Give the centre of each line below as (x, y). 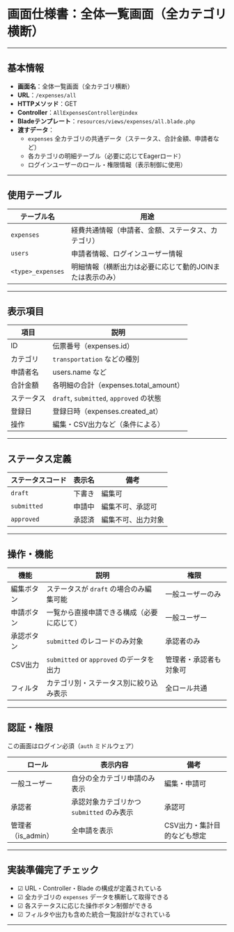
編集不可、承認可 (130, 507)
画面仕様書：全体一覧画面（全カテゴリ (117, 14)
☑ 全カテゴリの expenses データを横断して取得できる (93, 896)
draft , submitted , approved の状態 (107, 398)
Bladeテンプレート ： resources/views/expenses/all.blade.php (106, 121)
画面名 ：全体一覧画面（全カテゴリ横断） (75, 86)
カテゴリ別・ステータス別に (92, 683)
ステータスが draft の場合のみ (95, 589)
